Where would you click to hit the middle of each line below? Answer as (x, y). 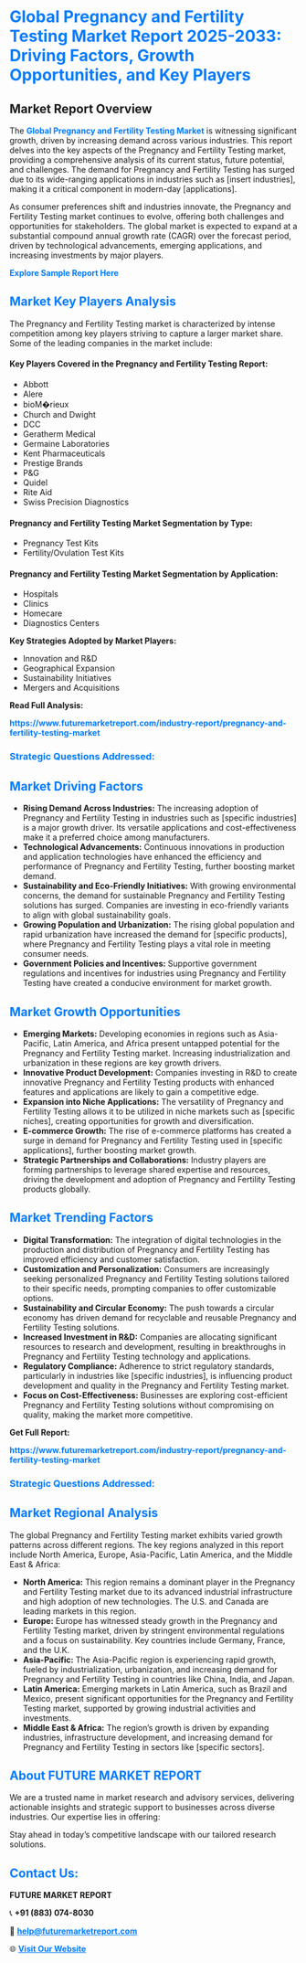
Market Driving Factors (76, 786)
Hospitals (41, 594)
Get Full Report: (40, 1432)
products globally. (57, 1189)
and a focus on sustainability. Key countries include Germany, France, (154, 1640)
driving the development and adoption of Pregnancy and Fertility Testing (159, 1179)
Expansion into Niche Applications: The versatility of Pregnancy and (153, 1101)
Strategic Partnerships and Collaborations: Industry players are (144, 1160)
